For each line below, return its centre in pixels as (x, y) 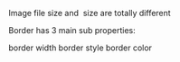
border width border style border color (81, 48)
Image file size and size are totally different (90, 13)
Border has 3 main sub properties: (72, 30)
